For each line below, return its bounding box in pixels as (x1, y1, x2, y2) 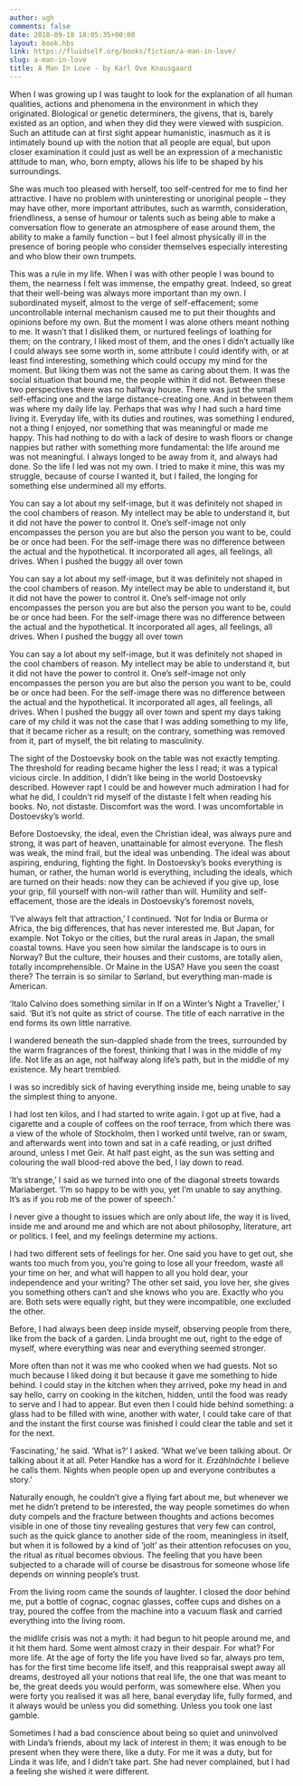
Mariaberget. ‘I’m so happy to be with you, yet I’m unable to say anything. (9, 1184, 282, 1195)
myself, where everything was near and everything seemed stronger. (9, 1343, 267, 1354)
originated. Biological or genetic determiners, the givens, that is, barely (9, 108, 274, 119)
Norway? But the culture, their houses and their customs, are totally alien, (9, 951, 283, 962)
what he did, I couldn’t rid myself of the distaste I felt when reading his (9, 791, 272, 802)
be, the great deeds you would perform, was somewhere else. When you (9, 1681, 281, 1692)
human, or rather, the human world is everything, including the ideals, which (9, 867, 293, 878)
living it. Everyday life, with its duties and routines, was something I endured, (9, 413, 295, 423)
